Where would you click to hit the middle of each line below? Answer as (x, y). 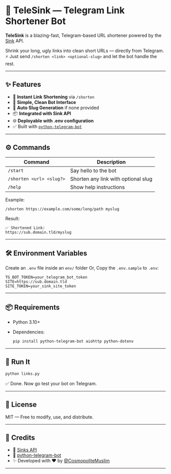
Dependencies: (28, 332)
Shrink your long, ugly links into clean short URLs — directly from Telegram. (85, 50)
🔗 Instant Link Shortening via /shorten (53, 97)
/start (16, 170)
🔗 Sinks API (25, 450)
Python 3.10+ (26, 322)
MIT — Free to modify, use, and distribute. (49, 417)
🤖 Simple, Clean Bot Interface (44, 102)
